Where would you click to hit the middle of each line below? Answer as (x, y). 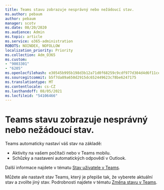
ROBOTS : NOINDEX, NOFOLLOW (32, 46)
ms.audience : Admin (25, 32)
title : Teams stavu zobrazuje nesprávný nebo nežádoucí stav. (70, 9)
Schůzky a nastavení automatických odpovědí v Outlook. (69, 158)
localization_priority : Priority (39, 50)
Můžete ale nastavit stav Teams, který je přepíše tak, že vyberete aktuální (79, 177)
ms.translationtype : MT (29, 82)
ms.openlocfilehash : (26, 73)
